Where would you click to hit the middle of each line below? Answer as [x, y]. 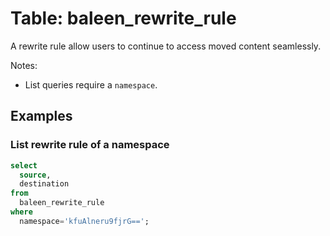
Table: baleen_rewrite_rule [123, 18]
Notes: [24, 65]
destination [44, 184]
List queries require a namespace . [91, 84]
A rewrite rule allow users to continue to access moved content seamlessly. [166, 46]
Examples [41, 116]
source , [35, 175]
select [24, 165]
